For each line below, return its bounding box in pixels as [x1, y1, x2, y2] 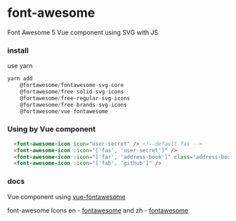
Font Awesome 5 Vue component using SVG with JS [7, 28, 159, 36]
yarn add [7, 75, 33, 82]
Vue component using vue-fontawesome [7, 192, 126, 201]
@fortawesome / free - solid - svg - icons [20, 88, 124, 95]
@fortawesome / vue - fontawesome [20, 107, 109, 115]
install [7, 46, 29, 55]
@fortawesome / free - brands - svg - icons [20, 101, 128, 108]
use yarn [7, 62, 33, 70]
